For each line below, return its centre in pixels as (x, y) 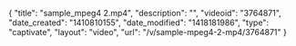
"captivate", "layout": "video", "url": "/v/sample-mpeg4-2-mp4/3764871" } (148, 32)
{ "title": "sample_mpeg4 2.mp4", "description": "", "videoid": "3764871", (145, 13)
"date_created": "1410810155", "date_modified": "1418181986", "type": (139, 23)
